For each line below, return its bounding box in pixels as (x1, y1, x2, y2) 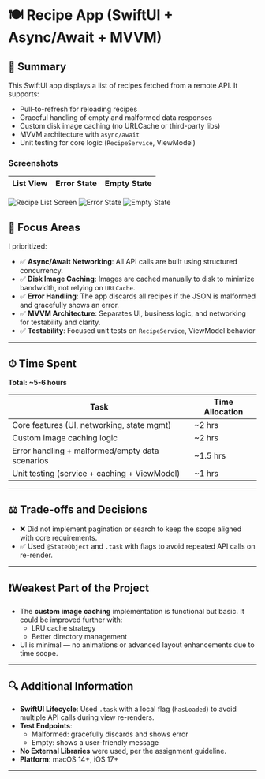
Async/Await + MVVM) (8, 28, 162, 47)
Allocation (203, 406, 244, 417)
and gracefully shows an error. (19, 301, 120, 310)
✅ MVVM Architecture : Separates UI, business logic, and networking (19, 309, 247, 318)
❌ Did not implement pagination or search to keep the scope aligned (19, 524, 242, 534)
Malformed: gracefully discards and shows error (31, 729, 188, 739)
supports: (8, 89, 39, 99)
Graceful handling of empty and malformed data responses (19, 113, 213, 122)
